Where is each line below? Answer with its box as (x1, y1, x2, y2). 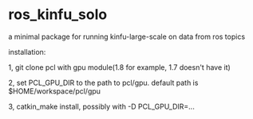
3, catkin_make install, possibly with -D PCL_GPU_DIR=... (8, 102, 196, 111)
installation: (8, 47, 46, 56)
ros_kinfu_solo (8, 6, 108, 24)
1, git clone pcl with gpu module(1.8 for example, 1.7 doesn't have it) (8, 62, 231, 72)
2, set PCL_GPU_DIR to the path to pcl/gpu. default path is (8, 78, 199, 87)
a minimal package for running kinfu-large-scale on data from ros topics (8, 32, 246, 41)
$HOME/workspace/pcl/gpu (8, 86, 101, 96)
